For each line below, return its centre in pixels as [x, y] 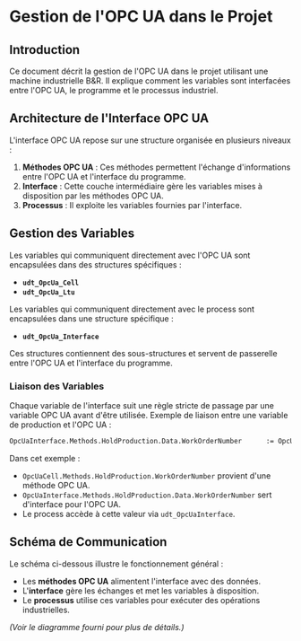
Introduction [45, 50]
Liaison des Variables [57, 386]
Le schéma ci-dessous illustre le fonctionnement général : [116, 564]
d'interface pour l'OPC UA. [71, 504]
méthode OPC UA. [56, 485]
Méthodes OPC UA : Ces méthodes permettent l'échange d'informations [156, 167]
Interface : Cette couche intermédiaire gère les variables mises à [142, 186]
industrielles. [46, 610]
